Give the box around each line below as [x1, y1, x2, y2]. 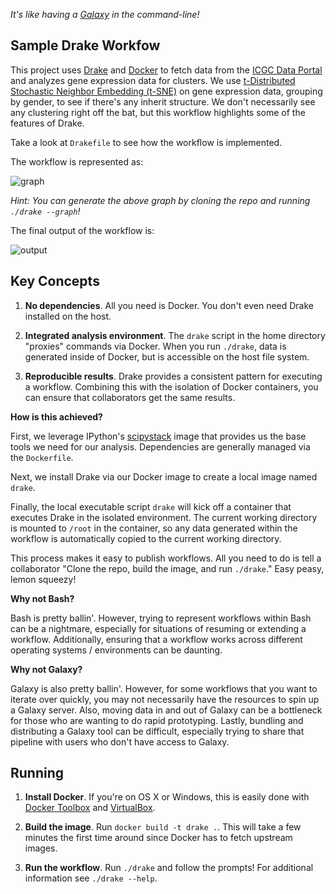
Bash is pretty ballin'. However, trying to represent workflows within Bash [10, 612, 312, 624]
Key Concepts [10, 273, 100, 290]
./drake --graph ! [10, 205, 81, 217]
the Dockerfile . [10, 451, 74, 463]
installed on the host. [24, 310, 112, 322]
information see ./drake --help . [24, 872, 158, 884]
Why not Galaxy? [10, 663, 83, 675]
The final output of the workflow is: [10, 224, 155, 236]
